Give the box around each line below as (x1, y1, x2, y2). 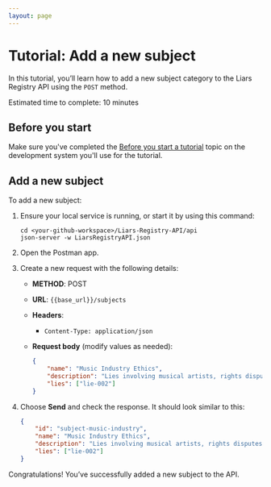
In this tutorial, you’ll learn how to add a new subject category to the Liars (8, 73, 252, 83)
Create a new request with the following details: (19, 264, 179, 273)
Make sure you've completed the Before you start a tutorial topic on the (8, 142, 246, 152)
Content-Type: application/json (44, 327, 153, 335)
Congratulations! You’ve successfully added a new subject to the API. (8, 469, 240, 479)
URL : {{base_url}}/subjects (31, 295, 127, 305)
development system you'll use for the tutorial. (8, 151, 163, 160)
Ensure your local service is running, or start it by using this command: (19, 211, 255, 221)
